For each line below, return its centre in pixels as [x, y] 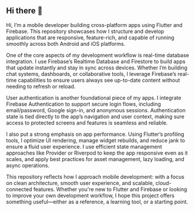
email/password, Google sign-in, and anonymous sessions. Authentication [96, 110]
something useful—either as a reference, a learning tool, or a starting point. [97, 202]
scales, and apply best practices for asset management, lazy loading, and [95, 159]
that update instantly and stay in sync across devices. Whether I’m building [97, 68]
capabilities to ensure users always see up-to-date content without [99, 80]
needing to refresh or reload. [41, 86]
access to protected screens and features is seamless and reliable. [87, 123]
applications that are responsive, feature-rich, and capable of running [90, 37]
